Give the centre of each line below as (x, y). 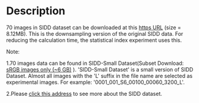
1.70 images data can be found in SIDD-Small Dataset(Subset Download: (95, 63)
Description (36, 11)
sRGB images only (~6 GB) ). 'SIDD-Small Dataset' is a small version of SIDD (100, 69)
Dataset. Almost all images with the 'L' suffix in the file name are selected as (99, 76)
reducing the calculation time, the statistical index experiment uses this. (94, 40)
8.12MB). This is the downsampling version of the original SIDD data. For (95, 33)
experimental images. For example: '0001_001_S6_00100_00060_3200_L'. (95, 82)
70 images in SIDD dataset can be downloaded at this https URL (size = (94, 27)
